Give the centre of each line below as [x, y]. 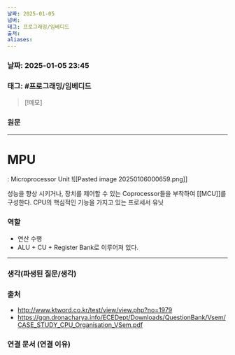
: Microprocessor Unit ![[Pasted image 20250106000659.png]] [98, 179]
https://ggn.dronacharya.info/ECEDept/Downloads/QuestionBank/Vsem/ [121, 318]
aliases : [20, 40]
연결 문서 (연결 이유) [39, 344]
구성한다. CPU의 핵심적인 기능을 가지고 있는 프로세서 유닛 [86, 202]
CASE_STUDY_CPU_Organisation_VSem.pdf [80, 325]
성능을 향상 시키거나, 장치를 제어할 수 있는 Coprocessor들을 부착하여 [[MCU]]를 [117, 193]
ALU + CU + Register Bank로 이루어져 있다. [78, 247]
